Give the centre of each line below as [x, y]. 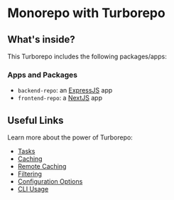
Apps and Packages [43, 75]
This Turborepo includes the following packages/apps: [87, 56]
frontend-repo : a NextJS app [60, 98]
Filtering [30, 174]
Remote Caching [42, 167]
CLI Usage [33, 189]
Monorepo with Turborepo [86, 13]
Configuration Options [50, 181]
